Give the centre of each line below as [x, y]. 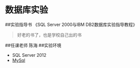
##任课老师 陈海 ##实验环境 [33, 45]
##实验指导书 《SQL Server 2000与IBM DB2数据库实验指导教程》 [71, 24]
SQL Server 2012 [29, 55]
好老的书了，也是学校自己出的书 [49, 35]
